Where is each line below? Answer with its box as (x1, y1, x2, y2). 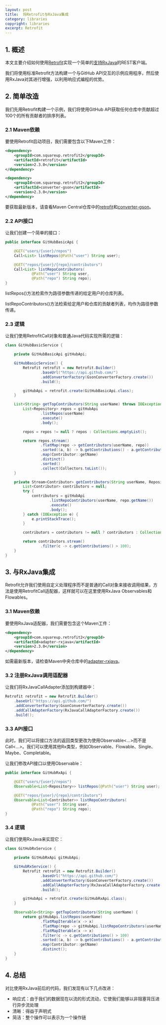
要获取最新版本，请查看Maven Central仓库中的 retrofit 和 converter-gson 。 (5, 204, 154, 210)
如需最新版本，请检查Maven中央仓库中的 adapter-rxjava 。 (5, 658, 123, 664)
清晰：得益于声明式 (12, 1008, 52, 1014)
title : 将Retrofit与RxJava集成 (5, 12, 69, 17)
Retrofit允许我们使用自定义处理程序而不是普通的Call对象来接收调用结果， (5, 582, 153, 588)
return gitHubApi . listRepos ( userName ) (23, 915, 103, 920)
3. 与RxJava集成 (5, 568, 56, 576)
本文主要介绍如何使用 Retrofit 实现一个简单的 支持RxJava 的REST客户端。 (5, 59, 150, 65)
